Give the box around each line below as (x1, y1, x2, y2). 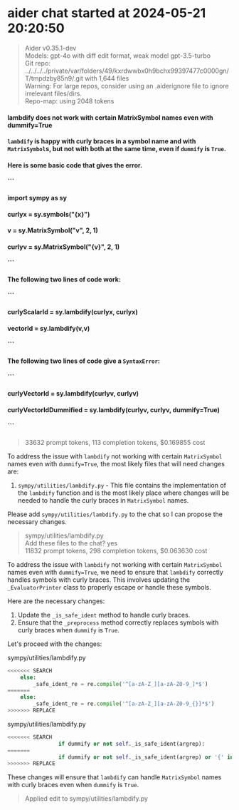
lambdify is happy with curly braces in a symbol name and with (7, 137, 196, 145)
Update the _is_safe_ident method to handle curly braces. (17, 610, 191, 619)
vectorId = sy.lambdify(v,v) (7, 324, 90, 332)
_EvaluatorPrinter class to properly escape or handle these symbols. (7, 583, 211, 591)
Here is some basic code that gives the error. (7, 160, 143, 169)
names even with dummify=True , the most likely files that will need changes (7, 459, 225, 468)
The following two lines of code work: (7, 275, 121, 283)
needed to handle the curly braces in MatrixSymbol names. (17, 496, 189, 504)
